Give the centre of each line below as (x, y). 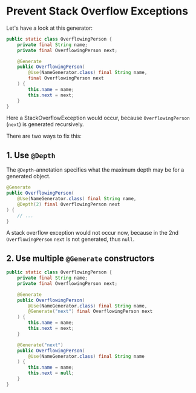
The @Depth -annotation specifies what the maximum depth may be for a (95, 170)
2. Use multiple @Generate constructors (80, 258)
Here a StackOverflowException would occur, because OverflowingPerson (98, 118)
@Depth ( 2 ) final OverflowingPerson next (69, 204)
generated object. (28, 176)
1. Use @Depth (31, 155)
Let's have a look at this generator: (49, 28)
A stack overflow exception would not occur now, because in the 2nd (93, 233)
